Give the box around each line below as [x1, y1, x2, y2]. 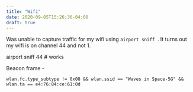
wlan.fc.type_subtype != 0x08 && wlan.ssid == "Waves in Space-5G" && [6, 76, 184, 83]
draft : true [6, 19, 36, 25]
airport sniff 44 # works [6, 54, 64, 61]
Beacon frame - [6, 65, 45, 72]
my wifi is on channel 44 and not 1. [6, 42, 91, 49]
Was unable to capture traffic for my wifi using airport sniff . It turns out [6, 36, 188, 43]
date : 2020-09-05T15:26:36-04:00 [6, 14, 89, 20]
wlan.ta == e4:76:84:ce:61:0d [6, 81, 81, 87]
